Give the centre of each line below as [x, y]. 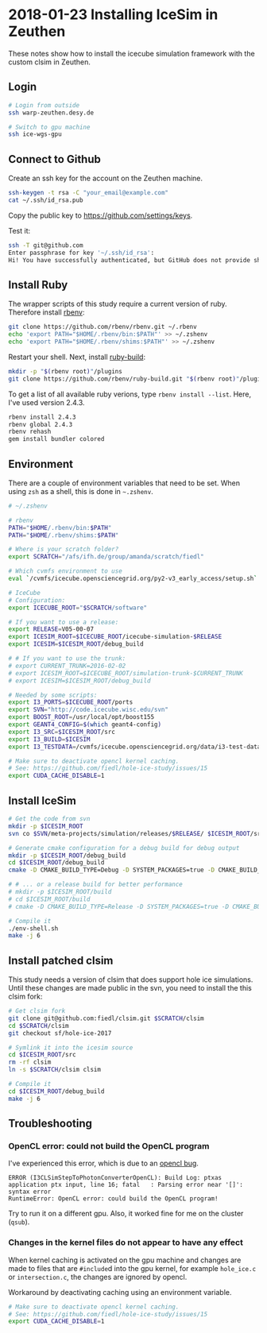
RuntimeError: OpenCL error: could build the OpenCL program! [113, 1199]
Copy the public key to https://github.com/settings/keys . [101, 215]
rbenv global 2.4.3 [41, 424]
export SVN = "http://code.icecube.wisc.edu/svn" [89, 710]
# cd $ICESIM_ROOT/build [49, 899]
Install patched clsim [61, 960]
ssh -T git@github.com [46, 245]
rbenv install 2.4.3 [43, 417]
